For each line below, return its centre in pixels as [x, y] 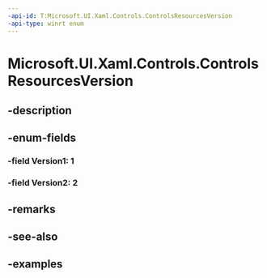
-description [40, 111]
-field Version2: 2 [43, 183]
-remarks [32, 209]
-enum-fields [42, 138]
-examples [35, 264]
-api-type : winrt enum [46, 24]
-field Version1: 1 [41, 161]
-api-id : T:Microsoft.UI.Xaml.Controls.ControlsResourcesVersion [120, 16]
